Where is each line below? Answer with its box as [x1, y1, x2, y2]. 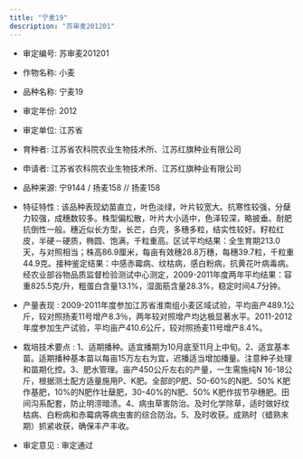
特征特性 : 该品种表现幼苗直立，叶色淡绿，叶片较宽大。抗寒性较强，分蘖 [22, 201, 291, 212]
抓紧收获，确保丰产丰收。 [38, 420, 134, 431]
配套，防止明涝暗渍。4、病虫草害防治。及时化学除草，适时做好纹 [46, 398, 289, 408]
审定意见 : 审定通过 [22, 439, 93, 450]
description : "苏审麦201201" [9, 22, 116, 31]
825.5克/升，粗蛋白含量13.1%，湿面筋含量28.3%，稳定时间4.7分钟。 [30, 280, 286, 291]
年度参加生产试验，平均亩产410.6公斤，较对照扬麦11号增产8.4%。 [22, 322, 268, 333]
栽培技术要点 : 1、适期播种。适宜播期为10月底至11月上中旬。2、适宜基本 [22, 341, 290, 352]
